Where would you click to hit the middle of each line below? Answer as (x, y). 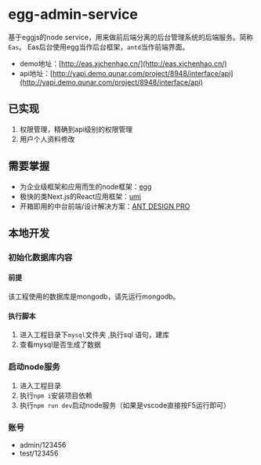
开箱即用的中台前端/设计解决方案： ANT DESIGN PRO (105, 206)
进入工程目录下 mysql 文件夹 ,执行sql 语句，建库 (94, 335)
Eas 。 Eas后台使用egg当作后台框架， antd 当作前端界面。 (99, 47)
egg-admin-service (73, 15)
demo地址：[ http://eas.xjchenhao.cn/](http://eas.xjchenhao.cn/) (123, 64)
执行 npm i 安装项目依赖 (56, 395)
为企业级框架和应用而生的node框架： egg (85, 187)
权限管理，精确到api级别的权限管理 (76, 129)
